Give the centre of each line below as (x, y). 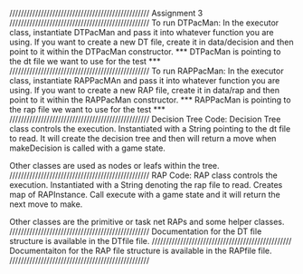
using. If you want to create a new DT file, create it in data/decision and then (151, 42)
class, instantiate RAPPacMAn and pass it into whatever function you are (145, 80)
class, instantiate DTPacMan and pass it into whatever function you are (142, 32)
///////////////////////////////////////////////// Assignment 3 (106, 13)
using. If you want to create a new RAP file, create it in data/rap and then (145, 90)
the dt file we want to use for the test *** (85, 61)
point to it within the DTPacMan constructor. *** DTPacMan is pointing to (145, 52)
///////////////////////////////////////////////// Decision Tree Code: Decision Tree (145, 119)
